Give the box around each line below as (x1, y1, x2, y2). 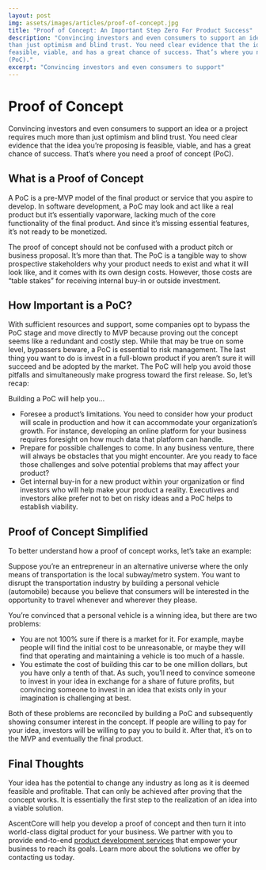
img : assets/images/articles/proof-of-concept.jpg (8, 19, 179, 27)
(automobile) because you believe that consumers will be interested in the (8, 587, 249, 596)
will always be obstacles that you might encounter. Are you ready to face (19, 451, 257, 461)
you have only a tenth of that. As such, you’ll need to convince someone (19, 668, 256, 678)
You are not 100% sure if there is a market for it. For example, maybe (19, 634, 244, 644)
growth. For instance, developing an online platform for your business (19, 426, 247, 436)
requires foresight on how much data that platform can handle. (19, 435, 224, 444)
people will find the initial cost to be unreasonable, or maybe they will (19, 643, 245, 653)
